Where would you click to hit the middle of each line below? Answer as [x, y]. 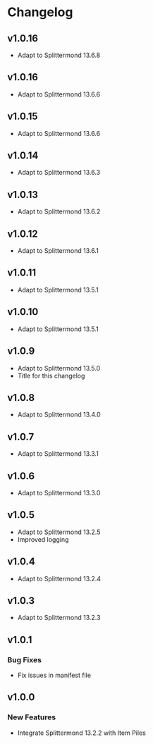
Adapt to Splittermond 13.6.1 [58, 251]
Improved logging [43, 539]
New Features [32, 717]
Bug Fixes [25, 659]
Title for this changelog [51, 376]
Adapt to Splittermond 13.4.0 [59, 415]
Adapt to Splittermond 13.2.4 [59, 578]
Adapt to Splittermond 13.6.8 [59, 55]
